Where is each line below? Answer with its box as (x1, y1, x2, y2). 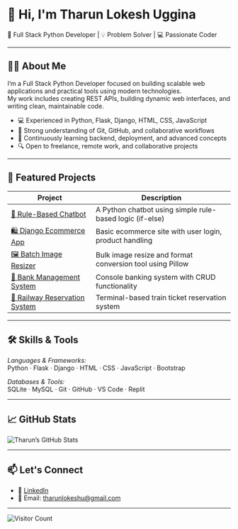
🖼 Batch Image (11, 249, 62, 258)
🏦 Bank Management (11, 272, 80, 282)
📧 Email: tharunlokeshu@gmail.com (17, 493, 121, 502)
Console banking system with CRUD (95, 272, 216, 282)
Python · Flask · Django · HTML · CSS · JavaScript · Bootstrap (7, 364, 186, 372)
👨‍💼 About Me (7, 60, 67, 72)
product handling (95, 236, 153, 246)
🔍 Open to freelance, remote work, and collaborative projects (17, 141, 198, 150)
